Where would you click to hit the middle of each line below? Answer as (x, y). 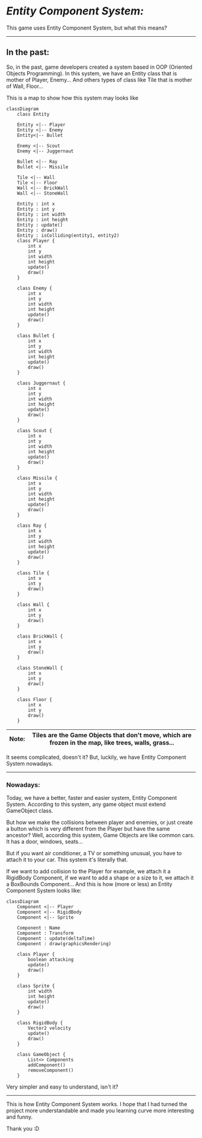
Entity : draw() (38, 230)
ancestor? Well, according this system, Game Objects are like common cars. (100, 835)
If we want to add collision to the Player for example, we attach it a (88, 872)
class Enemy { (35, 288)
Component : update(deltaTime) (56, 938)
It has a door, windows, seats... (44, 841)
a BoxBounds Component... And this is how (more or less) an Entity (89, 884)
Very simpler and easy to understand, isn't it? (62, 1087)
